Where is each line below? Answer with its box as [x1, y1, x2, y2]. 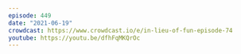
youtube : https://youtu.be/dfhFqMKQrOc [8, 33, 141, 42]
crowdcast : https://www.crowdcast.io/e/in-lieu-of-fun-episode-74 [8, 26, 233, 34]
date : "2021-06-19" [8, 19, 73, 27]
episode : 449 [8, 11, 52, 20]
